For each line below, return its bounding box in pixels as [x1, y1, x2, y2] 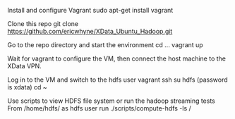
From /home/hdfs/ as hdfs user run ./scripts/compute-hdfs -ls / [7, 104, 192, 112]
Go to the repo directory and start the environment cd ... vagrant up [7, 41, 203, 49]
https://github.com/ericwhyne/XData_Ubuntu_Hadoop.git [7, 27, 173, 35]
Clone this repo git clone [7, 20, 79, 27]
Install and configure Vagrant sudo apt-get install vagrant [7, 6, 174, 14]
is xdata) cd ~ [7, 83, 47, 91]
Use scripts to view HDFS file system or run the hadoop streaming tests [7, 96, 215, 105]
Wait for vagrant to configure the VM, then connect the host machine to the [7, 54, 226, 63]
